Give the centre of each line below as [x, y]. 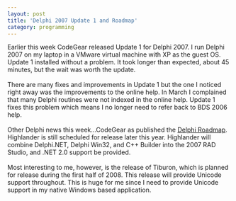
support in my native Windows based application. [79, 190]
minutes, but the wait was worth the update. [72, 70]
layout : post [27, 14]
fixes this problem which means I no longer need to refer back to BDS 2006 [118, 108]
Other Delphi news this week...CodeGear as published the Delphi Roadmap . [118, 130]
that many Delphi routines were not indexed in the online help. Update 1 [111, 100]
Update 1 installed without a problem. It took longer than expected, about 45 [118, 62]
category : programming [41, 27]
